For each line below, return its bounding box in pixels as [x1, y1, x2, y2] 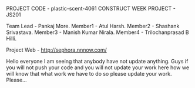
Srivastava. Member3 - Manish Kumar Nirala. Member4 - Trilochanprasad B [6, 29, 189, 36]
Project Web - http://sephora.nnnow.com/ [6, 46, 107, 53]
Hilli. [6, 35, 16, 42]
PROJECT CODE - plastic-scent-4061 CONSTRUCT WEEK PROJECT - [6, 5, 176, 12]
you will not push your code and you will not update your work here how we [6, 64, 190, 71]
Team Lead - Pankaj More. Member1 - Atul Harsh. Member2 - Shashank [6, 23, 180, 29]
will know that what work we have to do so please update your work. [6, 70, 172, 77]
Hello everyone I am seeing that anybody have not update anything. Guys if [6, 58, 189, 65]
